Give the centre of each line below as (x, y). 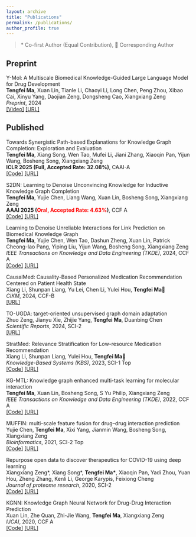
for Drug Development (33, 84)
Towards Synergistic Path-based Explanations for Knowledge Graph (89, 142)
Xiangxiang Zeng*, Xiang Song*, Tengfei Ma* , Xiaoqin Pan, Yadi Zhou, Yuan (98, 472)
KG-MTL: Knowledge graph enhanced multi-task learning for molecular (93, 380)
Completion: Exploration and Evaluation (54, 148)
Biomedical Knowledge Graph (42, 234)
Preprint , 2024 (24, 103)
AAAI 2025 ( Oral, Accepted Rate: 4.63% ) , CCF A (67, 210)
